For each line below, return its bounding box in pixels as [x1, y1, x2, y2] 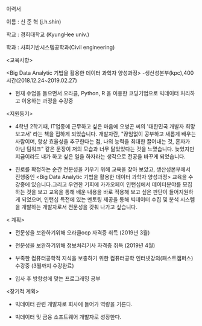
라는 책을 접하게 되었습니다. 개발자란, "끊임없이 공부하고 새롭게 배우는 [33, 130, 197, 137]
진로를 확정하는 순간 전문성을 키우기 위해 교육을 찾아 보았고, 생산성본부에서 [14, 166, 191, 173]
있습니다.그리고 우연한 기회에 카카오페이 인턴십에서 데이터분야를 [31, 181, 181, 188]
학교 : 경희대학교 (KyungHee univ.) [6, 31, 89, 38]
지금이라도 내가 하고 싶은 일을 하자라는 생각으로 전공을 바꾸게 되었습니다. [14, 153, 186, 160]
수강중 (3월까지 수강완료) [14, 262, 74, 269]
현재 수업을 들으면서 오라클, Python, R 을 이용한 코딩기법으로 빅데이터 [14, 90, 179, 96]
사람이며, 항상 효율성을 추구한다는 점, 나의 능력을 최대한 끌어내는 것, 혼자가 [14, 138, 191, 145]
